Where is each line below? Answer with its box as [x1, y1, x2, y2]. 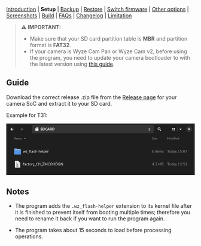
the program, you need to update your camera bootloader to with [29, 54, 190, 61]
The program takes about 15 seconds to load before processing [14, 227, 172, 234]
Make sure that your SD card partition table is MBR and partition [29, 35, 188, 42]
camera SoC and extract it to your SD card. [6, 100, 112, 107]
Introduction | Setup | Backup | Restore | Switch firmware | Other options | [6, 6, 190, 13]
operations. [14, 233, 44, 240]
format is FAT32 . [29, 42, 72, 48]
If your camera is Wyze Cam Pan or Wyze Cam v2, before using [29, 48, 187, 55]
